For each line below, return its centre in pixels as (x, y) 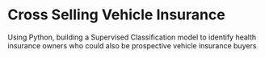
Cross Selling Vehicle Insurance (116, 15)
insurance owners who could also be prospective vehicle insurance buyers (132, 45)
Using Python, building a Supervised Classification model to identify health (132, 37)
